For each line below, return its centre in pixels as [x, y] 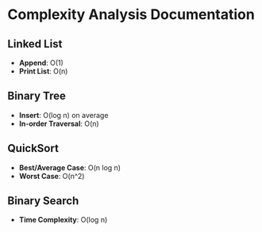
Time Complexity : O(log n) [63, 220]
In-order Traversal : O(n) [59, 124]
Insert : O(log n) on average [64, 115]
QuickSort [33, 148]
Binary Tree [37, 96]
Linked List [35, 44]
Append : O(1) [41, 63]
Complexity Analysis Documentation [131, 15]
